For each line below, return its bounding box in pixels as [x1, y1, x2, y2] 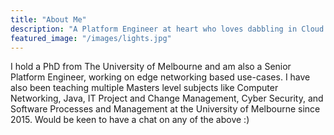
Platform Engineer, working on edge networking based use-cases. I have [10, 71, 311, 83]
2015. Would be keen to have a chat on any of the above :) [10, 114, 250, 126]
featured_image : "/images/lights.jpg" [10, 33, 172, 43]
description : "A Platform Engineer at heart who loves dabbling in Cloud [10, 24, 325, 34]
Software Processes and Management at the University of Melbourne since [10, 103, 321, 115]
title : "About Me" [10, 14, 87, 25]
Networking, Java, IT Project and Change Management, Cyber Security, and [10, 92, 324, 105]
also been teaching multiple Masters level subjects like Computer [10, 82, 279, 94]
